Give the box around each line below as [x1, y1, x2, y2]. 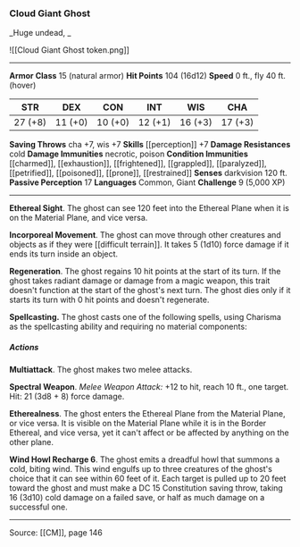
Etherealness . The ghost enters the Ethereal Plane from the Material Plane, [9, 408, 286, 419]
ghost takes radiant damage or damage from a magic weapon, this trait [9, 275, 271, 286]
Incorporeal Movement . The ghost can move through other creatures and [9, 230, 281, 240]
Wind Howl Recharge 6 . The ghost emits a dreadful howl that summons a [9, 454, 279, 465]
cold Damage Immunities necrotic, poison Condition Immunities [9, 148, 248, 159]
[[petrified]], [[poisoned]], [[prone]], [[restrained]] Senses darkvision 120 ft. [9, 168, 287, 179]
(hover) [9, 80, 37, 91]
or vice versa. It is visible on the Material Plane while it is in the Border [9, 418, 267, 429]
